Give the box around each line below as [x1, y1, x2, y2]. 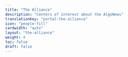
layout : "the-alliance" [5, 30, 55, 35]
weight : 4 [5, 35, 26, 40]
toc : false [5, 40, 28, 45]
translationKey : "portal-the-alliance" [5, 16, 88, 21]
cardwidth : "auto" [5, 26, 43, 31]
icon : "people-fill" [5, 21, 48, 26]
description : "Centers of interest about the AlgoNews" [5, 12, 124, 17]
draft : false [5, 44, 32, 49]
